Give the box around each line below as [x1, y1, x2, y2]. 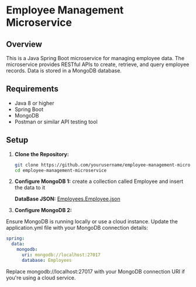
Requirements [6, 84, 59, 94]
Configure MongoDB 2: [14, 207, 72, 214]
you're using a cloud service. [6, 274, 76, 281]
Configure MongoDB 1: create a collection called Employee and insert [14, 178, 184, 185]
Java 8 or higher [14, 99, 54, 106]
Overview [6, 39, 43, 49]
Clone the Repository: [14, 150, 69, 158]
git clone [14, 162, 39, 168]
